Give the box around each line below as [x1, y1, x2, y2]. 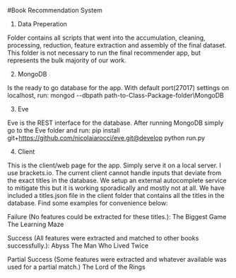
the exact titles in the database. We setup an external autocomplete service [7, 177, 228, 184]
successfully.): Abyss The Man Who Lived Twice [7, 241, 149, 250]
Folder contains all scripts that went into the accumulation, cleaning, [7, 33, 206, 42]
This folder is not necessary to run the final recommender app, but [7, 49, 201, 57]
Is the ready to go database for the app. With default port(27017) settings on [7, 84, 230, 91]
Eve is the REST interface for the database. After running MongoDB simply [7, 118, 224, 127]
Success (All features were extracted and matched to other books [7, 234, 199, 242]
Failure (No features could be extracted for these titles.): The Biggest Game [7, 213, 227, 221]
